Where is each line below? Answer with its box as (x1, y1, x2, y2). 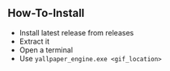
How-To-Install (7, 6, 85, 20)
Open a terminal (19, 44, 74, 55)
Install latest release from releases (19, 27, 134, 37)
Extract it (19, 36, 50, 46)
